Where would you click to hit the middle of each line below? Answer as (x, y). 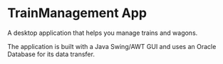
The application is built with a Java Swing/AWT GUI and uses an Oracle (112, 46)
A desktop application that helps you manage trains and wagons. (103, 33)
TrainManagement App (77, 13)
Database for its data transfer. (51, 54)
